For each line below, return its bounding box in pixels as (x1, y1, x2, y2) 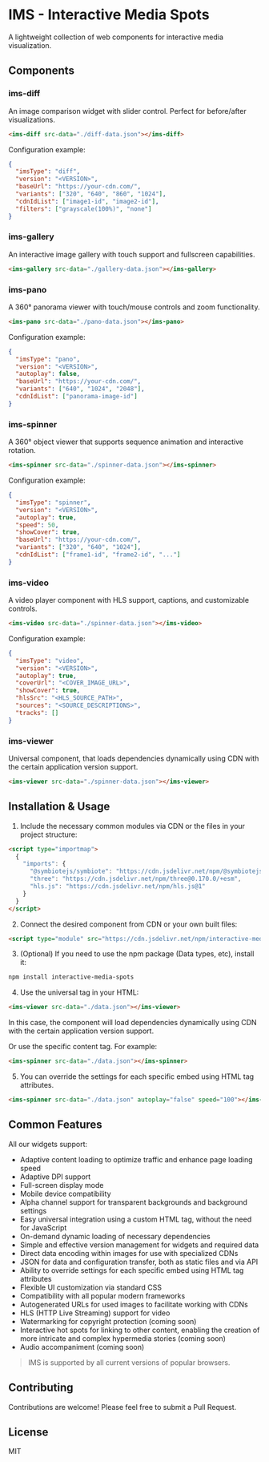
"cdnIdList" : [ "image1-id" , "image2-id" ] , (15, 197, 159, 205)
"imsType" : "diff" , (15, 168, 81, 176)
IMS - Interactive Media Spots (8, 6, 210, 24)
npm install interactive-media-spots (8, 973, 134, 981)
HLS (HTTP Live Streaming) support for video (19, 1308, 171, 1318)
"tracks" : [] (15, 709, 59, 717)
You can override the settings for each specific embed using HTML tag (19, 1072, 255, 1081)
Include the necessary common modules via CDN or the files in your (19, 821, 246, 830)
